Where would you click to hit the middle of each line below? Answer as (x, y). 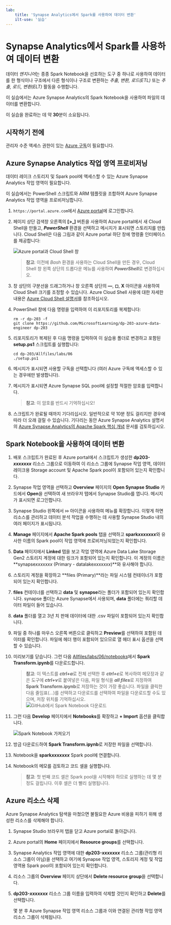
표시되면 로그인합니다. (40, 500)
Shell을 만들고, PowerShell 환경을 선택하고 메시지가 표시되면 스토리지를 (84, 228)
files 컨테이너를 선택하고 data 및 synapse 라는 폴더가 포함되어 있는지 (82, 592)
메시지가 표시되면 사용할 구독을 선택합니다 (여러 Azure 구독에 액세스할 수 (85, 368)
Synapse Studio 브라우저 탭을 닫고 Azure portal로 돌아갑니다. (75, 831)
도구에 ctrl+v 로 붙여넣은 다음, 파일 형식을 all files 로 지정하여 (91, 680)
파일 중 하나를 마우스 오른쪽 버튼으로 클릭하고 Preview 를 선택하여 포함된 (85, 633)
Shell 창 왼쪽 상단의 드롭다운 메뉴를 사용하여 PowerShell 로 (84, 268)
